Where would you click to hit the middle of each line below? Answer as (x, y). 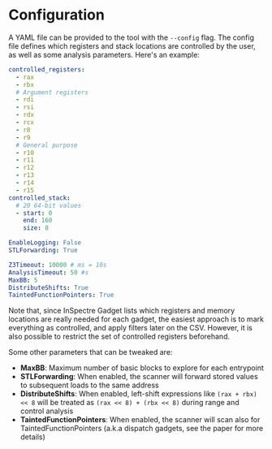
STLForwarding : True (43, 250)
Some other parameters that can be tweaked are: (91, 352)
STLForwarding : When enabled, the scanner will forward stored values (139, 377)
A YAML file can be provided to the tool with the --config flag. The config (131, 37)
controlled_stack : (39, 198)
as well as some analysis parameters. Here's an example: (104, 54)
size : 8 (36, 228)
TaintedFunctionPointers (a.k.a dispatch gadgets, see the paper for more (142, 429)
